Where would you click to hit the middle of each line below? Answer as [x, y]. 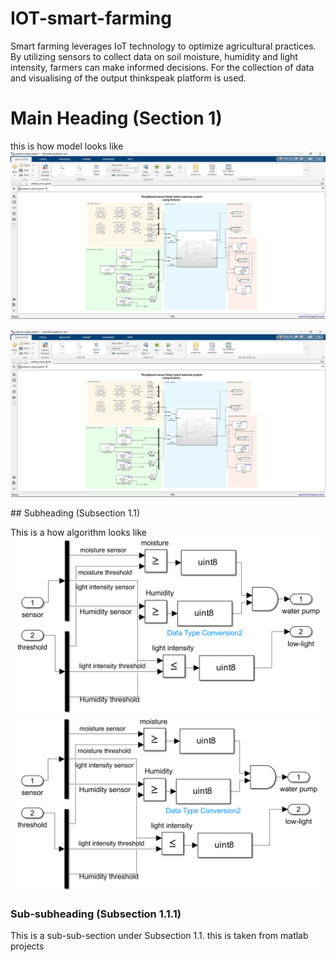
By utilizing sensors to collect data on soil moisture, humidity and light [154, 56]
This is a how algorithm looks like [78, 533]
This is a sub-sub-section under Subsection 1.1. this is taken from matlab [159, 936]
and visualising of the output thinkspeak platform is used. [128, 78]
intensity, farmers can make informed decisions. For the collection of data [162, 67]
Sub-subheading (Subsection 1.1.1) [96, 914]
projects [27, 946]
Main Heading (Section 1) [116, 118]
